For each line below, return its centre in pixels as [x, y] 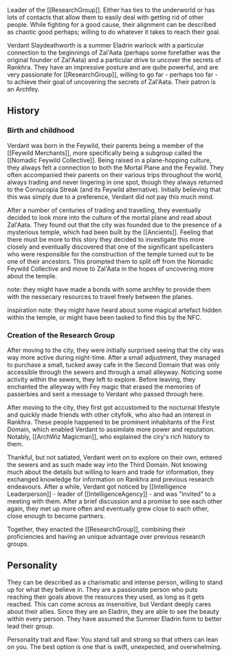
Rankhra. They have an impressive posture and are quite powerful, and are [113, 67]
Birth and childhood [41, 130]
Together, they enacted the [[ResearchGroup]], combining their [96, 529]
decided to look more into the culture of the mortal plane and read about [109, 217]
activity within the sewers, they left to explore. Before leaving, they [101, 379]
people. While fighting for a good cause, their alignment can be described [112, 24]
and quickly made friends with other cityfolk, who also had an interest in [109, 414]
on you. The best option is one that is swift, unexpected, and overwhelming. [114, 646]
